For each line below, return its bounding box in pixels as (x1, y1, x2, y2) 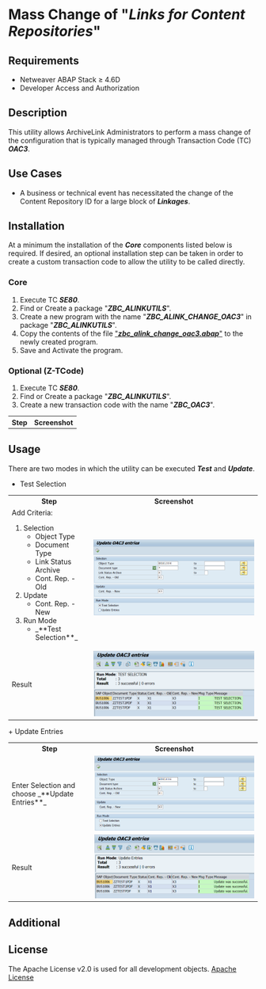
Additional (8, 916, 61, 930)
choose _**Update (11, 789, 74, 799)
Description (8, 106, 67, 120)
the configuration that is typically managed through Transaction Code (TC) (8, 135, 252, 145)
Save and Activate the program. (19, 345, 123, 355)
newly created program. (19, 337, 99, 346)
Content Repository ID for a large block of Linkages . (19, 196, 191, 206)
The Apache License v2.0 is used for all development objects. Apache (8, 964, 237, 973)
